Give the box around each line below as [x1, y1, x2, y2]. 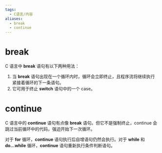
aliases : [5, 16, 23, 21]
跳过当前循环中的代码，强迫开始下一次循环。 [5, 126, 95, 132]
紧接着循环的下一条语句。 [12, 80, 64, 86]
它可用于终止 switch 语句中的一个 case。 [12, 86, 95, 92]
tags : [5, 7, 16, 12]
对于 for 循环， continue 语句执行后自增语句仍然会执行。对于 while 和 [5, 136, 145, 142]
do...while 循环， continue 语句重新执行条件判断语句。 [5, 143, 116, 148]
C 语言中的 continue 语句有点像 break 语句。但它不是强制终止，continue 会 [5, 120, 158, 126]
